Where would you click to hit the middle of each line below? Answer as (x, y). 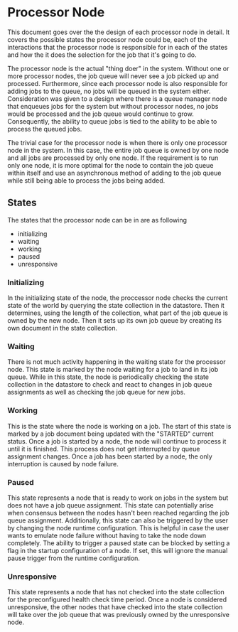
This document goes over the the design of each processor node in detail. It (119, 32)
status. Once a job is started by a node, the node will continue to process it (117, 441)
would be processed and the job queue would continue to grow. (101, 114)
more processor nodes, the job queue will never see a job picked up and (113, 76)
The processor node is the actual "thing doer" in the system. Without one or (118, 68)
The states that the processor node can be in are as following (97, 220)
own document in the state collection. (63, 328)
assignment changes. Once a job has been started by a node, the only (110, 456)
